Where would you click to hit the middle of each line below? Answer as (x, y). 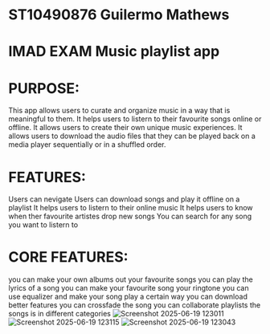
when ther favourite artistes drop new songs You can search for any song (130, 216)
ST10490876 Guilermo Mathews (119, 15)
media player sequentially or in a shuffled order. (87, 145)
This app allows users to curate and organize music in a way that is (119, 111)
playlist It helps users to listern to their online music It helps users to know (131, 208)
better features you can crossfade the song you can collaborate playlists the (135, 305)
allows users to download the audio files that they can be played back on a (132, 136)
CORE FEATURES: (68, 257)
